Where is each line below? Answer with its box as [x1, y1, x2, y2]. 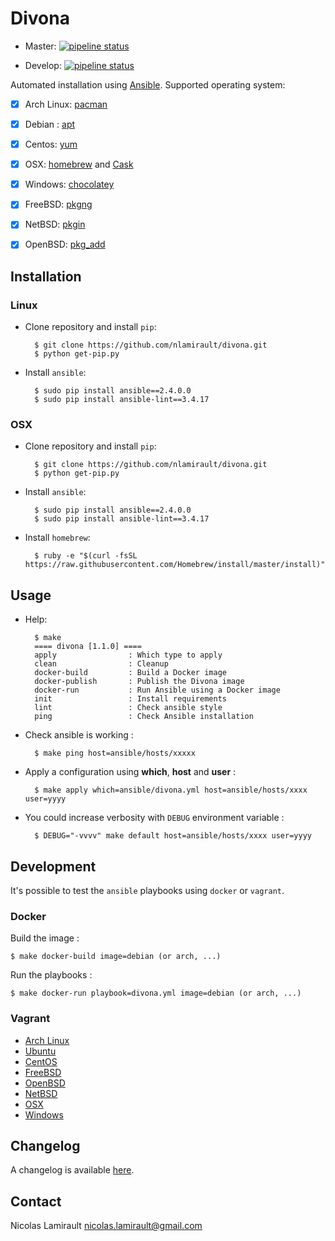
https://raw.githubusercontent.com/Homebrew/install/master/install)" [24, 560, 326, 570]
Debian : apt [24, 118, 76, 130]
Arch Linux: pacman [24, 98, 108, 110]
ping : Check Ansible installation [34, 712, 254, 722]
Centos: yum [24, 138, 78, 151]
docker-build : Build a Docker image [34, 668, 227, 678]
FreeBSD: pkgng [24, 198, 93, 211]
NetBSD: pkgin [24, 218, 86, 231]
